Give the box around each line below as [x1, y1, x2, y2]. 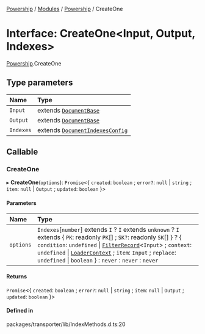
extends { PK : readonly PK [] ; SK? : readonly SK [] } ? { [37, 232, 182, 241]
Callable [6, 147, 38, 157]
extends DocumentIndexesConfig [37, 125, 128, 134]
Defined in [6, 307, 34, 314]
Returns [6, 273, 27, 280]
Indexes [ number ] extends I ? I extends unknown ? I [37, 225, 180, 234]
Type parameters [6, 78, 73, 88]
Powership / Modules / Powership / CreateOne [6, 6, 123, 12]
